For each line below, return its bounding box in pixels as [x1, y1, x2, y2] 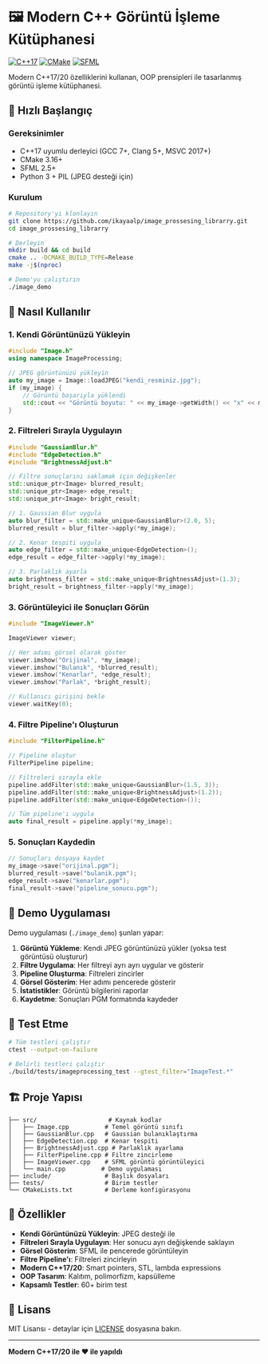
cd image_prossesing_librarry [8, 225, 109, 233]
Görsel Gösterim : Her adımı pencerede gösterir [19, 977, 176, 987]
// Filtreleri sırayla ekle [8, 773, 102, 781]
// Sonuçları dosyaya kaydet [8, 854, 105, 863]
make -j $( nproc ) [8, 261, 62, 269]
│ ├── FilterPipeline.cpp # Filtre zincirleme [8, 1151, 173, 1159]
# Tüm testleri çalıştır [8, 1038, 91, 1047]
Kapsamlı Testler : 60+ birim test [19, 1279, 128, 1289]
